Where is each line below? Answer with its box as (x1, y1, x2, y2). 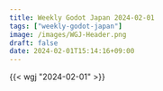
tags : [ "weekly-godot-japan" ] (9, 22, 123, 31)
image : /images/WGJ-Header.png (9, 30, 127, 39)
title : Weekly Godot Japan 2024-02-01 (9, 13, 155, 23)
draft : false (9, 38, 59, 48)
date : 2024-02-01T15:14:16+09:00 (9, 47, 135, 56)
